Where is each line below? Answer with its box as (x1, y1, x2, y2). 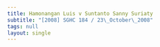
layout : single (7, 29, 51, 37)
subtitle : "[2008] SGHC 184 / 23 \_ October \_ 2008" (7, 17, 154, 23)
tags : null (7, 23, 39, 30)
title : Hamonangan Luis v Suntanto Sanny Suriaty (7, 10, 154, 17)
